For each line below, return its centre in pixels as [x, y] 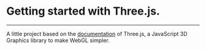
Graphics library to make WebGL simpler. [58, 40]
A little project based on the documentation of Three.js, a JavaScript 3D [97, 34]
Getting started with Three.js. [83, 11]
